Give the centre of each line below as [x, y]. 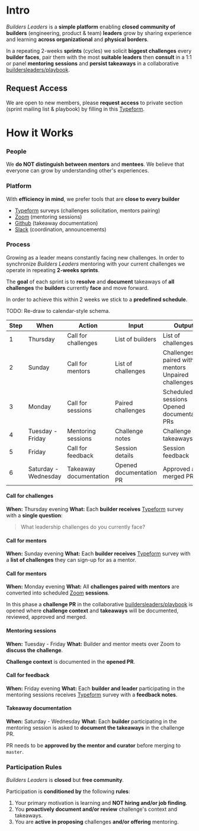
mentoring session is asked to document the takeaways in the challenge [95, 728]
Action [88, 325]
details [124, 455]
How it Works [40, 132]
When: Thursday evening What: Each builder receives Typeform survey [95, 509]
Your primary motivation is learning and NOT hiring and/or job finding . [101, 803]
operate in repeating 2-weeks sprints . [53, 270]
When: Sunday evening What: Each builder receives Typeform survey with [98, 554]
